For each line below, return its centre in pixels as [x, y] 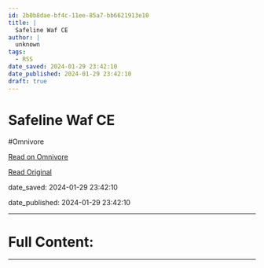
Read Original [30, 172]
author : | [24, 37]
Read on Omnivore [38, 157]
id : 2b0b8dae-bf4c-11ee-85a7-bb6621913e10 [79, 15]
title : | [22, 23]
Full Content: [51, 242]
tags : [17, 52]
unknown [28, 45]
